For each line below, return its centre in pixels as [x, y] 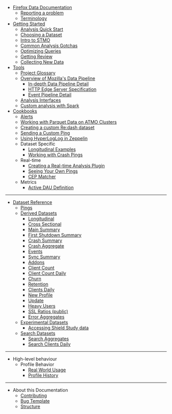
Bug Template [35, 401]
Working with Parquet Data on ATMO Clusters [68, 122]
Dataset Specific [38, 144]
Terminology [34, 18]
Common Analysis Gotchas [49, 45]
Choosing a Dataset [41, 35]
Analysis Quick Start [42, 29]
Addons [36, 262]
